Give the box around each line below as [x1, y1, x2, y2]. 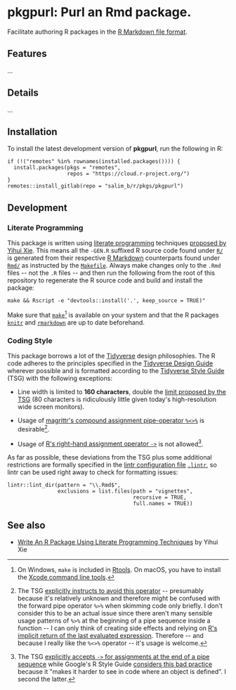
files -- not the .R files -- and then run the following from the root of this [7, 268, 216, 278]
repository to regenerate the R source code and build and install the [7, 276, 203, 285]
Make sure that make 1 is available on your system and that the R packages [7, 310, 219, 319]
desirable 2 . [17, 424, 50, 433]
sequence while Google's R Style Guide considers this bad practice [17, 660, 213, 668]
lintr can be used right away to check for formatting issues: [7, 468, 178, 476]
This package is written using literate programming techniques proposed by [7, 239, 227, 247]
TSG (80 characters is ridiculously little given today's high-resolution [17, 395, 216, 404]
